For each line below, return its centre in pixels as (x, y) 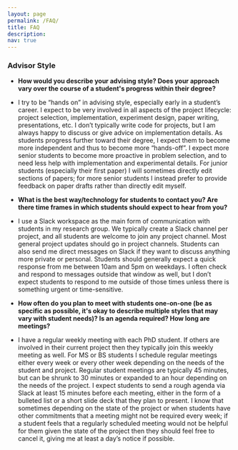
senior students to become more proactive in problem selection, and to (122, 156)
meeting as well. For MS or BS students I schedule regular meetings (118, 355)
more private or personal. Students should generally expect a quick (117, 259)
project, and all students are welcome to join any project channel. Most (122, 236)
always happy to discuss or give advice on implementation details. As (120, 133)
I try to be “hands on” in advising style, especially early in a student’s (119, 102)
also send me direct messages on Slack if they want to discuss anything (124, 251)
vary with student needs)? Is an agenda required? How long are (114, 319)
